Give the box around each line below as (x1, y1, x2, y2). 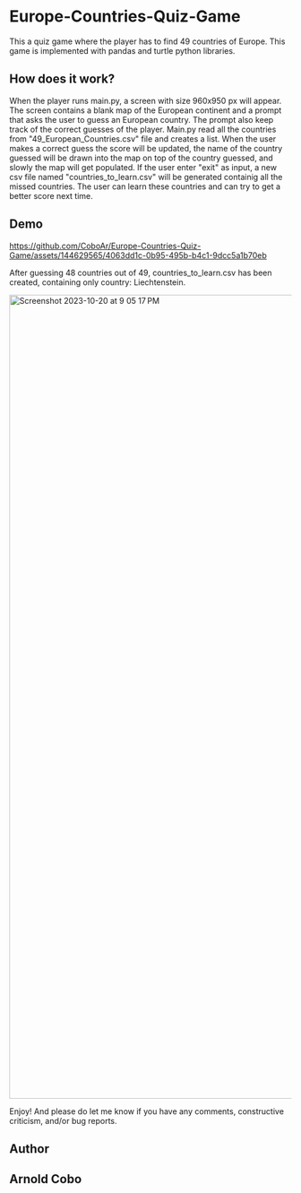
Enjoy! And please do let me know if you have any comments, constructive (9, 1105, 285, 1117)
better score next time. (9, 190, 94, 201)
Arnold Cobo (9, 1171, 82, 1187)
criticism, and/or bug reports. (9, 1115, 118, 1126)
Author (9, 1141, 49, 1156)
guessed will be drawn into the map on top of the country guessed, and (9, 152, 273, 163)
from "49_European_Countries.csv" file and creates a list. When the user (9, 133, 277, 144)
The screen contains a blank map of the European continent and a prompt (9, 105, 282, 116)
